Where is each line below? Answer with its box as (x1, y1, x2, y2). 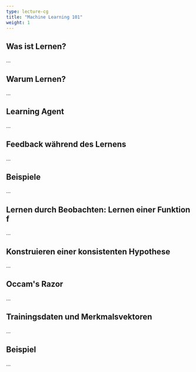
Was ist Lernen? (6, 41, 67, 51)
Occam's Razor (6, 279, 64, 289)
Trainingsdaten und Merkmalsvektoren (6, 312, 152, 322)
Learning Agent (6, 107, 65, 117)
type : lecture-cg (6, 8, 49, 15)
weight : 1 (6, 19, 31, 25)
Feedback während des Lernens (6, 139, 127, 150)
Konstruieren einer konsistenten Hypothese (6, 247, 171, 257)
